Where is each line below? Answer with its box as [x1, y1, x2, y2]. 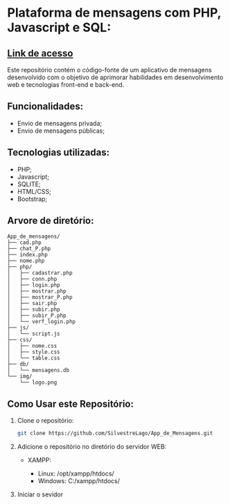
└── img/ [7, 373, 33, 380]
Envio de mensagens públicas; [17, 127, 105, 135]
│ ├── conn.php [7, 276, 57, 283]
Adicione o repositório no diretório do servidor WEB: [17, 443, 167, 451]
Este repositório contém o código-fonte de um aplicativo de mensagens [7, 66, 213, 74]
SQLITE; [17, 179, 41, 188]
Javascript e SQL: [7, 19, 112, 35]
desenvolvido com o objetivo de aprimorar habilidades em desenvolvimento [7, 73, 224, 81]
